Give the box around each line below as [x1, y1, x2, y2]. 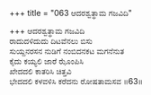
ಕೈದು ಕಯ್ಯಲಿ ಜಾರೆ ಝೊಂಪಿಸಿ [9, 56, 84, 66]
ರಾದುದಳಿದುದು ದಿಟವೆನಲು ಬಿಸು [9, 36, 93, 46]
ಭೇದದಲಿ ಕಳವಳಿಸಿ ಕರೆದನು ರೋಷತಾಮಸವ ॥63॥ [9, 76, 144, 86]
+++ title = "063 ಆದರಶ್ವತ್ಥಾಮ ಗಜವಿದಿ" [9, 8, 133, 18]
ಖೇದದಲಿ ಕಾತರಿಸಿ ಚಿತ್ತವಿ [9, 66, 72, 76]
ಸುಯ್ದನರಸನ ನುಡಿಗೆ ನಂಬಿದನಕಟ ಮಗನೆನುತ [9, 46, 125, 56]
